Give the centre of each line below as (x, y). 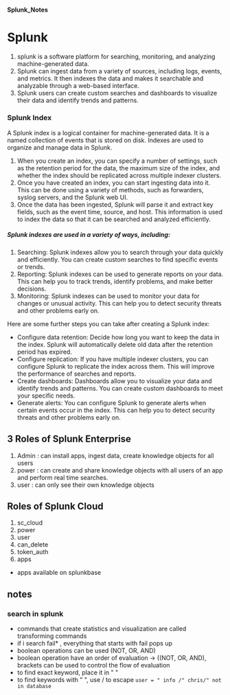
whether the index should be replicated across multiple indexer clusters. (119, 175)
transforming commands (52, 636)
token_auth (33, 552)
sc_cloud (30, 523)
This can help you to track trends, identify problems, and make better (115, 281)
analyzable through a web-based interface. (78, 85)
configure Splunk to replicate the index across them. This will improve (116, 366)
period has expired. (44, 352)
